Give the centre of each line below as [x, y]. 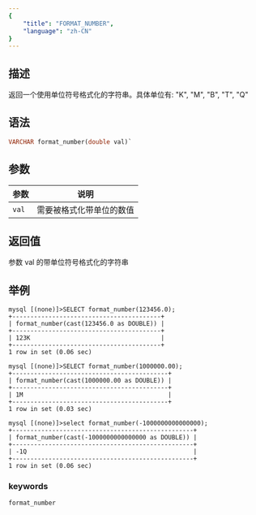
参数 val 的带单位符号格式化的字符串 [68, 262]
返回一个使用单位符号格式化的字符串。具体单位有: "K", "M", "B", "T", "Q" [128, 95]
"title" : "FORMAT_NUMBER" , [68, 24]
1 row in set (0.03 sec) [50, 409]
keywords [28, 487]
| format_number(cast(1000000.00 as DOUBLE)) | [90, 381]
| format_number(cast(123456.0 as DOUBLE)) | [86, 324]
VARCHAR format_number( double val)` [70, 142]
